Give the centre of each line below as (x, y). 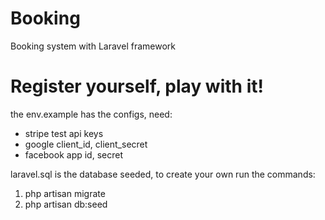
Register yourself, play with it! (137, 86)
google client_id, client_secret (86, 144)
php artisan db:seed (66, 204)
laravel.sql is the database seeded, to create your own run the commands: (163, 174)
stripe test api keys (64, 133)
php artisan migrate (65, 193)
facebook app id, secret (73, 154)
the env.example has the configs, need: (91, 114)
